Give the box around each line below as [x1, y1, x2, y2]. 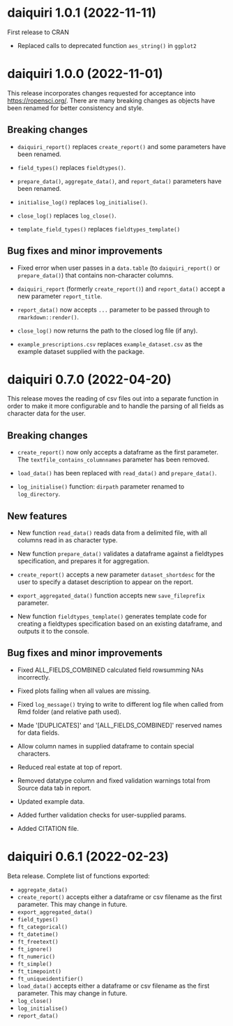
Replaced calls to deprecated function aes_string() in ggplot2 [17, 41, 197, 49]
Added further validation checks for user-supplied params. [17, 811, 187, 819]
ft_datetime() [17, 931, 59, 938]
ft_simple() [17, 960, 52, 967]
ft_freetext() [17, 938, 59, 945]
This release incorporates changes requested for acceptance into [7, 89, 196, 97]
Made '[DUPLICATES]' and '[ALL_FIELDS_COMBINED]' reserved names [17, 721, 223, 729]
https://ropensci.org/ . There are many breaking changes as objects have [7, 96, 216, 105]
